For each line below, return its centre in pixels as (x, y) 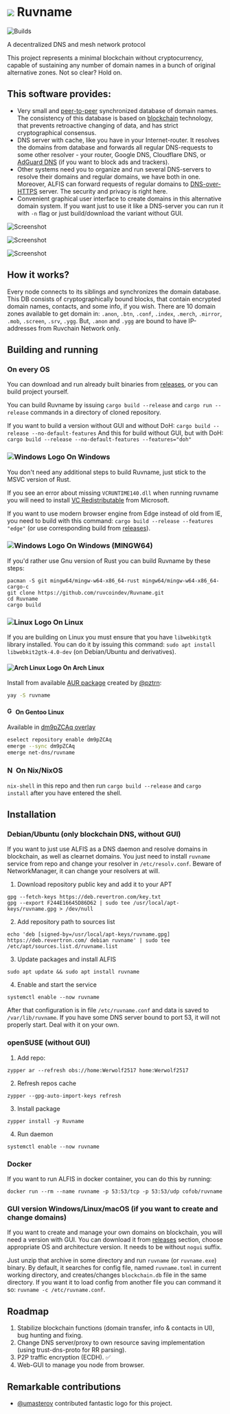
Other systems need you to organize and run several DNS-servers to (114, 169)
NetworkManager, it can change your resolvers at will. (83, 871)
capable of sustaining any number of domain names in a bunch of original (112, 65)
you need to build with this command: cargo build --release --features (111, 520)
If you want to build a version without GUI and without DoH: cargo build (109, 426)
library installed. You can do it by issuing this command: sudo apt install (112, 644)
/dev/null (80, 909)
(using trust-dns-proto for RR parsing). (72, 1350)
